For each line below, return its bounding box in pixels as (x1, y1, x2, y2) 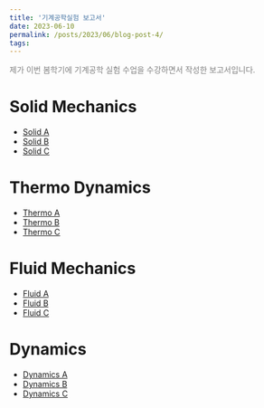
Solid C (22, 146, 50, 157)
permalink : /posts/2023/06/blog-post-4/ (9, 30, 165, 39)
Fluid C (22, 308, 50, 318)
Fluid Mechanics (9, 259, 137, 279)
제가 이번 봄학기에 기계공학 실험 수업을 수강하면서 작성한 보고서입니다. (9, 64, 256, 75)
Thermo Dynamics (9, 177, 151, 198)
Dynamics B (22, 379, 68, 389)
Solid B (22, 137, 50, 147)
